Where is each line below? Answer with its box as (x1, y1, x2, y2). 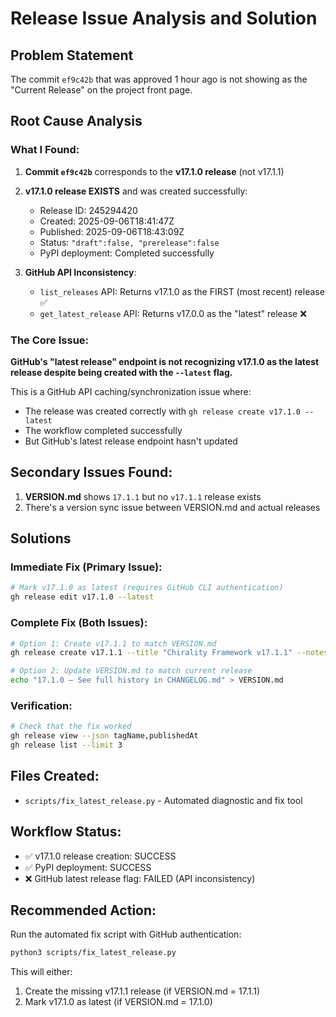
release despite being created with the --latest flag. (10, 366, 233, 378)
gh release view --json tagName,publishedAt (10, 731, 199, 741)
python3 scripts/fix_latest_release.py (10, 948, 177, 958)
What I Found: (10, 143, 80, 157)
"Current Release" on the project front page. (10, 84, 193, 96)
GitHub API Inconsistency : (24, 266, 137, 278)
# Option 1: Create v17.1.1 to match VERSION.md (10, 638, 217, 649)
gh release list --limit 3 (10, 740, 123, 751)
